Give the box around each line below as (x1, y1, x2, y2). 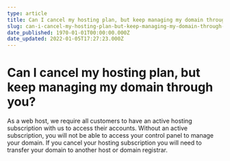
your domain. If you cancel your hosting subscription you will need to (7, 138, 202, 147)
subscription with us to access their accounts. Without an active (7, 124, 188, 132)
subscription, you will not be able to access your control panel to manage (7, 132, 214, 140)
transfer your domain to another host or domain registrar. (7, 146, 168, 154)
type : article (7, 10, 48, 17)
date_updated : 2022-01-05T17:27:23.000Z (7, 36, 125, 42)
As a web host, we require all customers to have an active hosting (7, 117, 193, 125)
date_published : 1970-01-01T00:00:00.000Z (7, 29, 130, 36)
